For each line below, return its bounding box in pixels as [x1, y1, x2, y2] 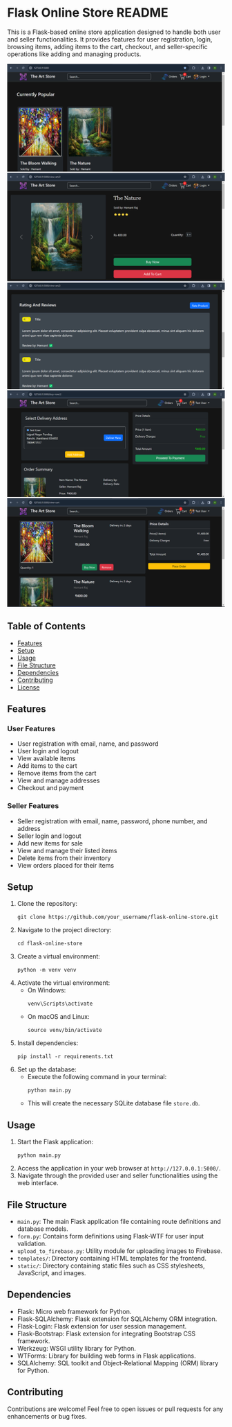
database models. [17, 1225, 69, 1233]
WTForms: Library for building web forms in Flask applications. [17, 1351, 197, 1360]
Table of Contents [7, 620, 86, 632]
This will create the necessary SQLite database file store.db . [27, 1099, 200, 1108]
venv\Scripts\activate [27, 1000, 93, 1008]
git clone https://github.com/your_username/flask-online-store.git [17, 913, 219, 921]
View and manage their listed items [17, 846, 117, 855]
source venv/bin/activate [27, 1027, 102, 1034]
